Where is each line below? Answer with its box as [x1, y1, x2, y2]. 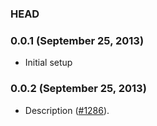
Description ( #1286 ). [24, 104, 110, 116]
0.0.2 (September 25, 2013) [10, 82, 147, 96]
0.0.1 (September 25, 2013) [10, 33, 145, 47]
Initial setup [24, 57, 73, 69]
